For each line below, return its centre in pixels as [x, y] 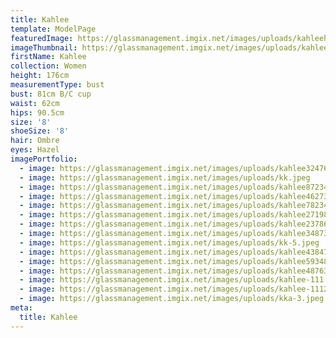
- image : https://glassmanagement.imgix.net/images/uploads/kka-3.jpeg [172, 299]
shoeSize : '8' [40, 131]
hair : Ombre [35, 141]
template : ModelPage [53, 29]
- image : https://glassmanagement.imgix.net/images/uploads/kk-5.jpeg [169, 242]
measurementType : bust [57, 85]
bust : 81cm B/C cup [51, 94]
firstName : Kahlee [48, 57]
